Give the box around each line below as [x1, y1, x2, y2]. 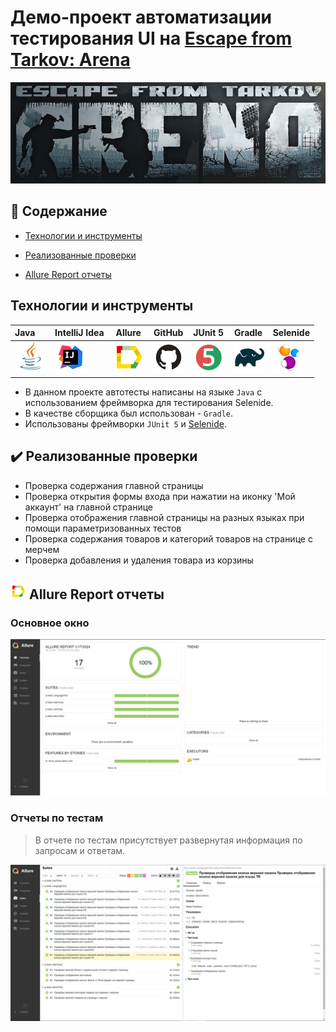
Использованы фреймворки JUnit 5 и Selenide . [24, 417, 227, 430]
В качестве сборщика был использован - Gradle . [24, 407, 234, 419]
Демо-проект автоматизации [10, 6, 273, 29]
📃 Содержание [10, 203, 108, 220]
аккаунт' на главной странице [24, 501, 153, 513]
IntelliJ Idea [54, 327, 105, 339]
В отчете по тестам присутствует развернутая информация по [34, 834, 303, 846]
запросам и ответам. [34, 844, 126, 856]
